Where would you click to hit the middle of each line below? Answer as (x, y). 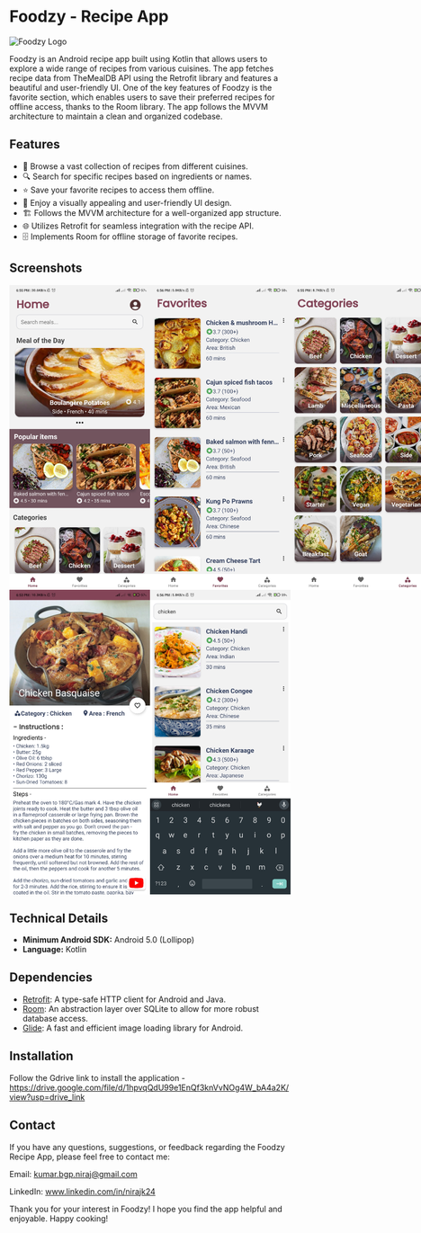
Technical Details (59, 918)
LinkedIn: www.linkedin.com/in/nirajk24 (82, 1191)
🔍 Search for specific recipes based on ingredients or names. (137, 176)
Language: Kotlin (54, 950)
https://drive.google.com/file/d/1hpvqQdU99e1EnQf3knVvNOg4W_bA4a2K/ (149, 1087)
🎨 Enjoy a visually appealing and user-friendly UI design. (127, 202)
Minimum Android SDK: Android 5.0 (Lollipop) (108, 940)
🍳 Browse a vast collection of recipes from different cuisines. (135, 166)
